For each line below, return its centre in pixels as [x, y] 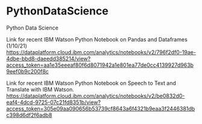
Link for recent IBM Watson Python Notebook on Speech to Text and [91, 83]
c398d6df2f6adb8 [29, 115]
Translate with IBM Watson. [40, 89]
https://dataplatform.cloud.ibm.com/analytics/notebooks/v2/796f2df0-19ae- [101, 52]
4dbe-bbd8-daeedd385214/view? [49, 58]
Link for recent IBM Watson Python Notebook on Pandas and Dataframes [97, 39]
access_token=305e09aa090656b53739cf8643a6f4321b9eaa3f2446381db [101, 108]
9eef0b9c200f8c [28, 71]
